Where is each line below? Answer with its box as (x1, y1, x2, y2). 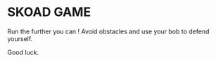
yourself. (7, 34, 33, 42)
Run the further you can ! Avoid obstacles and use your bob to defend (7, 27, 210, 36)
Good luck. (7, 48, 39, 56)
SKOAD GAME (7, 4, 91, 20)
